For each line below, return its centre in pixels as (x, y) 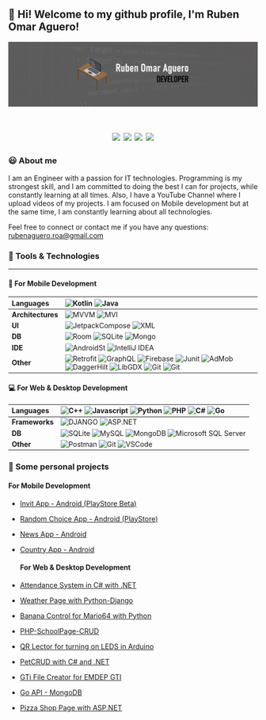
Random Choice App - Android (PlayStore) (89, 518)
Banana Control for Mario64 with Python (85, 616)
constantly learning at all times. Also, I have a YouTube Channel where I (125, 195)
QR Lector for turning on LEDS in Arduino (87, 646)
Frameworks (32, 422)
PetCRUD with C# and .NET (65, 661)
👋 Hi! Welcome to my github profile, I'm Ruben (124, 15)
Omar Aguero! (44, 27)
